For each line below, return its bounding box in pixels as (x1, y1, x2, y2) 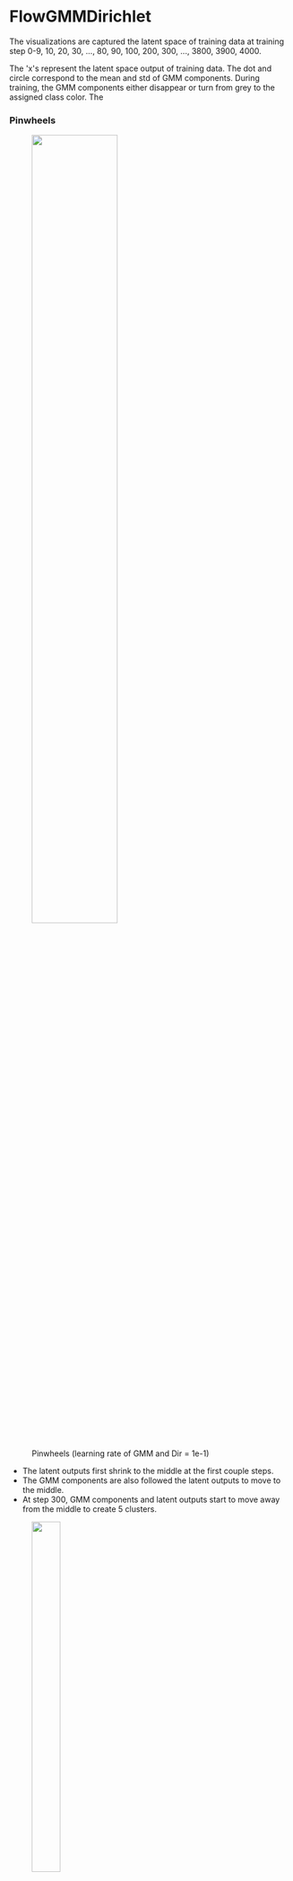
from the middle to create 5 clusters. (22, 1504, 157, 1515)
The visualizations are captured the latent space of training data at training (9, 36, 285, 47)
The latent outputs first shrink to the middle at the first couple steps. (22, 1466, 274, 1477)
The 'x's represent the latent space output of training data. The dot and (9, 63, 271, 74)
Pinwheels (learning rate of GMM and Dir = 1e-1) (31, 1448, 210, 1459)
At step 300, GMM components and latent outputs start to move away (22, 1494, 280, 1506)
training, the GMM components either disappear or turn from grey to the (9, 82, 275, 93)
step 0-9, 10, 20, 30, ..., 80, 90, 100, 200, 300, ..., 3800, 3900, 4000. (9, 45, 262, 56)
